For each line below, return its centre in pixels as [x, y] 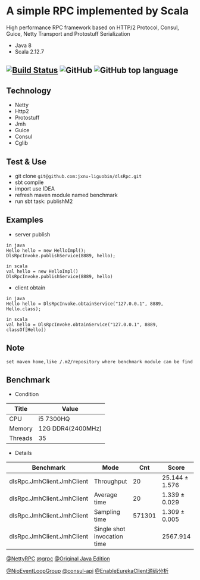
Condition [27, 394]
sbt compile [29, 182]
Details [23, 453]
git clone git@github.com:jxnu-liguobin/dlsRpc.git [78, 176]
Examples [25, 220]
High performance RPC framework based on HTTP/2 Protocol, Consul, [93, 27]
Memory [21, 429]
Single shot [110, 529]
